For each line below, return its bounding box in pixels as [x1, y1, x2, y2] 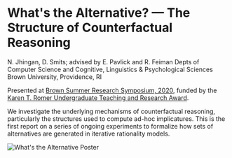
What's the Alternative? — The [7, 5, 191, 21]
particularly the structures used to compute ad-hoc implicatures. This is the [7, 114, 226, 123]
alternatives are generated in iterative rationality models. [7, 129, 170, 138]
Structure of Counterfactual [7, 20, 173, 36]
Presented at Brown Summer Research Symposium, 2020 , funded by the [7, 86, 217, 94]
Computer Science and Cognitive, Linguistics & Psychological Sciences [7, 65, 214, 73]
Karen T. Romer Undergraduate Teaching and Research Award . [7, 93, 189, 102]
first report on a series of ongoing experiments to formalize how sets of [7, 122, 214, 130]
